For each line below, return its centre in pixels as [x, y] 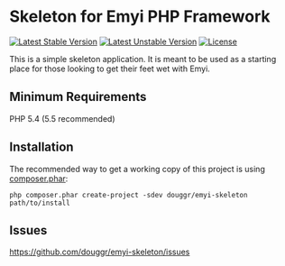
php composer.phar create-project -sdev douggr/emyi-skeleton [129, 195]
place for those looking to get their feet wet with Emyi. [110, 69]
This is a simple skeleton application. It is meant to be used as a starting [143, 59]
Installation [41, 147]
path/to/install [40, 203]
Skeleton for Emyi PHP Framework [140, 17]
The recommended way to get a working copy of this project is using [138, 169]
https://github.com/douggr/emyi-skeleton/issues [100, 252]
